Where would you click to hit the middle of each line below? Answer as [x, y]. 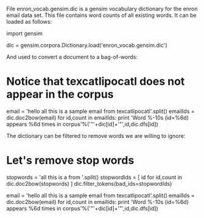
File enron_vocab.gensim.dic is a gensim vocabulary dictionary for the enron [102, 9]
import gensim [24, 33]
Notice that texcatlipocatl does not [96, 82]
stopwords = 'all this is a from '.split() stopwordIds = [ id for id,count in [94, 177]
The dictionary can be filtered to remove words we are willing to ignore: [96, 135]
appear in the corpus [60, 94]
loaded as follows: [29, 22]
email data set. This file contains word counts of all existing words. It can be [101, 15]
